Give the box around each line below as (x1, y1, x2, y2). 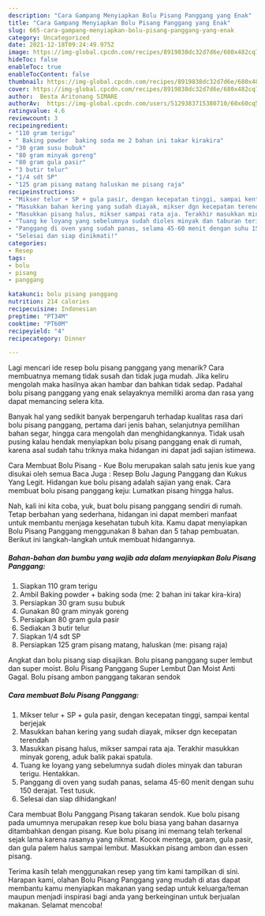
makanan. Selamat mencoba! (8, 900, 103, 910)
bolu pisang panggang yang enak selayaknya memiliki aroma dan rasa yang (8, 388, 254, 398)
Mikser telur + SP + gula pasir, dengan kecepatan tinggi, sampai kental (19, 711, 250, 720)
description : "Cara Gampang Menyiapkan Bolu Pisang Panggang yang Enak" (8, 11, 252, 20)
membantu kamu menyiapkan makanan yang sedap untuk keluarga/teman (8, 884, 248, 893)
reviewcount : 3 (8, 115, 58, 123)
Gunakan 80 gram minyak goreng (19, 606, 129, 616)
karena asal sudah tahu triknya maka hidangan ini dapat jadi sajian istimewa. (8, 446, 256, 455)
